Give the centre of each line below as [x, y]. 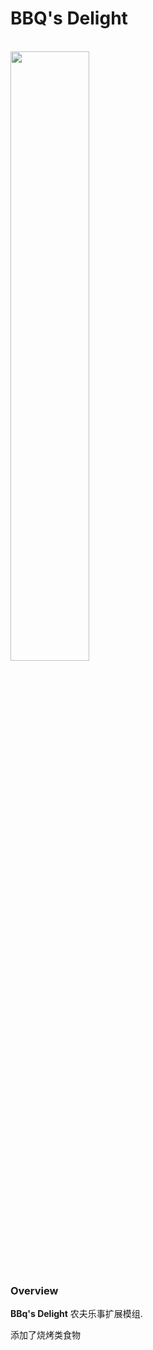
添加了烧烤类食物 [45, 1335]
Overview [34, 1290]
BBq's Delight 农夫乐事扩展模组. [76, 1314]
